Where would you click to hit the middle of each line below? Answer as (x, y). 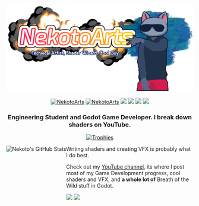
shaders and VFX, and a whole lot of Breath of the (127, 179)
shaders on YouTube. (100, 125)
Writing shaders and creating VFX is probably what (129, 149)
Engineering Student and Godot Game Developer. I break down (100, 117)
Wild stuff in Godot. (90, 186)
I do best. (78, 156)
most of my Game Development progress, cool (123, 173)
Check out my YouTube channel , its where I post (125, 167)
